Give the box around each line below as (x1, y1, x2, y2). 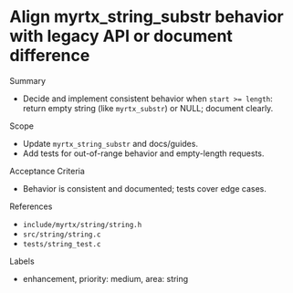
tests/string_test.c (22, 239, 101, 248)
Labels (9, 256, 35, 267)
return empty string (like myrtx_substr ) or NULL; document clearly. (22, 102, 274, 113)
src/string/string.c (22, 230, 101, 239)
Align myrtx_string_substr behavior (9, 6, 285, 27)
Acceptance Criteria (9, 165, 85, 176)
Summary (9, 75, 47, 86)
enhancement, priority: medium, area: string (22, 273, 189, 284)
